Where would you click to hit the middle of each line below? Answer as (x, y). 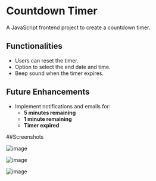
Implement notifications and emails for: (63, 106)
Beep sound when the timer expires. (59, 73)
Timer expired (41, 125)
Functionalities (34, 46)
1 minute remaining (48, 119)
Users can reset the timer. (46, 60)
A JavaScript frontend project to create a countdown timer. (78, 27)
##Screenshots (25, 137)
